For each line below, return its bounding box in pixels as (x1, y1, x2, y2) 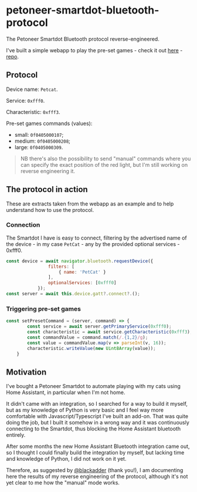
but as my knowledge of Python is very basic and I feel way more (6, 406, 164, 414)
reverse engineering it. (20, 167, 75, 174)
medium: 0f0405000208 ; (14, 137, 70, 144)
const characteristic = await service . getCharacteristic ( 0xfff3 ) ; (27, 329, 193, 335)
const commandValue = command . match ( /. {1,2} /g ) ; (27, 334, 148, 341)
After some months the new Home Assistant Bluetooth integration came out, (6, 443, 190, 450)
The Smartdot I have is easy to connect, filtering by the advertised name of (6, 234, 188, 241)
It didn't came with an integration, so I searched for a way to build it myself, (6, 400, 188, 407)
